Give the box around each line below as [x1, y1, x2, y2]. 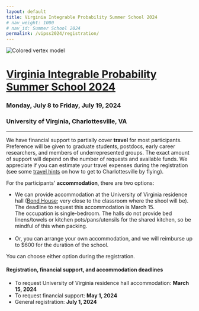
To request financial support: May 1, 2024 [14, 291, 117, 299]
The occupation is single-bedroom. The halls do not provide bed [14, 210, 172, 217]
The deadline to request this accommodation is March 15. [14, 203, 155, 210]
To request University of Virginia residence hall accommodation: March [14, 279, 190, 286]
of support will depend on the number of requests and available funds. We [6, 155, 188, 162]
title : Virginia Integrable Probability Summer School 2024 [6, 14, 158, 20]
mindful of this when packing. [14, 222, 88, 229]
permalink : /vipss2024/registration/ [6, 31, 99, 37]
